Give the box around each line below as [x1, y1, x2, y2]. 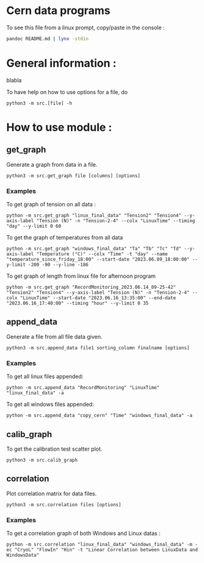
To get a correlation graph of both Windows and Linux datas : [6, 529, 161, 537]
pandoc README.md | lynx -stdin [6, 35, 89, 42]
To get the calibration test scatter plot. [6, 445, 103, 452]
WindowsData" [6, 552, 40, 559]
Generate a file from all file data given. [6, 333, 103, 340]
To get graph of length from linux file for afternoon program [6, 272, 156, 280]
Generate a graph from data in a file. [6, 161, 98, 168]
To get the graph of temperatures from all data [6, 234, 123, 241]
